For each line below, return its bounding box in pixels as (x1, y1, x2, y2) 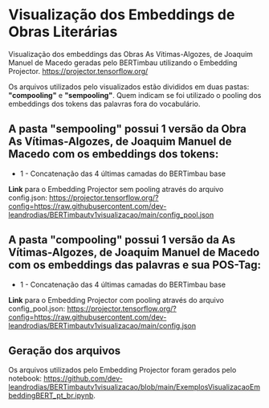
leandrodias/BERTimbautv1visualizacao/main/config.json (8, 320, 197, 330)
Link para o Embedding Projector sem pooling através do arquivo (8, 184, 224, 194)
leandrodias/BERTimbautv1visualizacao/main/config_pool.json (8, 210, 214, 219)
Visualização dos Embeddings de (8, 6, 235, 24)
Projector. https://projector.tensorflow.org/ (8, 66, 149, 75)
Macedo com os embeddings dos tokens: (8, 147, 219, 161)
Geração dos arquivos (8, 344, 121, 357)
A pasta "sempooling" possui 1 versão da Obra (8, 122, 247, 136)
